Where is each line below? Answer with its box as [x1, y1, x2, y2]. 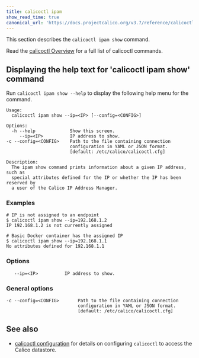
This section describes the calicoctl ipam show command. [6, 36, 150, 43]
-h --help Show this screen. [11, 128, 115, 134]
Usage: [6, 107, 23, 113]
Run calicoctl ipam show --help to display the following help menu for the [6, 89, 189, 97]
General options [6, 284, 53, 292]
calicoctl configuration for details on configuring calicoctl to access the [14, 340, 192, 347]
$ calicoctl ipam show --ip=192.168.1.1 [6, 238, 108, 244]
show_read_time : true [6, 14, 60, 20]
